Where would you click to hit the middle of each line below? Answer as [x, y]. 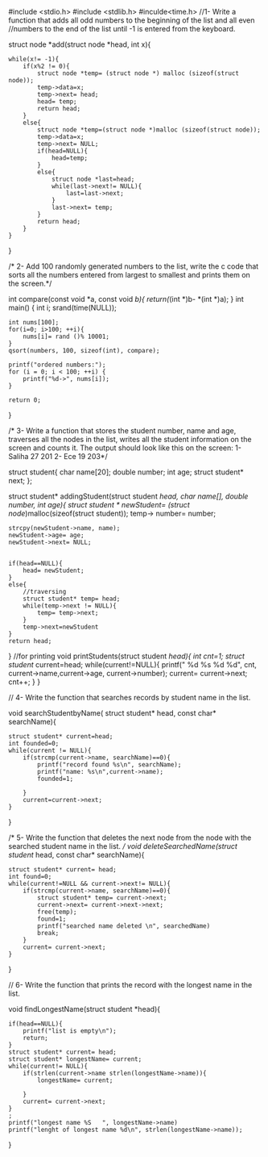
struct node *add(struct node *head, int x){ [80, 44]
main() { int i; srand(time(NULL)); [62, 307]
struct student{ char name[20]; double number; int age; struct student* [126, 472]
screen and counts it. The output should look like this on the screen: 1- [125, 448]
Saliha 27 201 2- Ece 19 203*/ [58, 456]
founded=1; [56, 779]
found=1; [52, 919]
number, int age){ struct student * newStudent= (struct [99, 505]
